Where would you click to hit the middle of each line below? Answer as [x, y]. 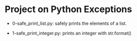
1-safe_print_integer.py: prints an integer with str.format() [72, 33]
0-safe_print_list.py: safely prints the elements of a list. [70, 23]
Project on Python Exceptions [68, 9]
